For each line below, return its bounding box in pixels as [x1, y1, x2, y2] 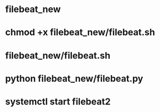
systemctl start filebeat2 [5, 96, 111, 107]
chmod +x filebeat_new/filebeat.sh [5, 27, 155, 38]
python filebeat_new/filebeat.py [5, 73, 143, 84]
